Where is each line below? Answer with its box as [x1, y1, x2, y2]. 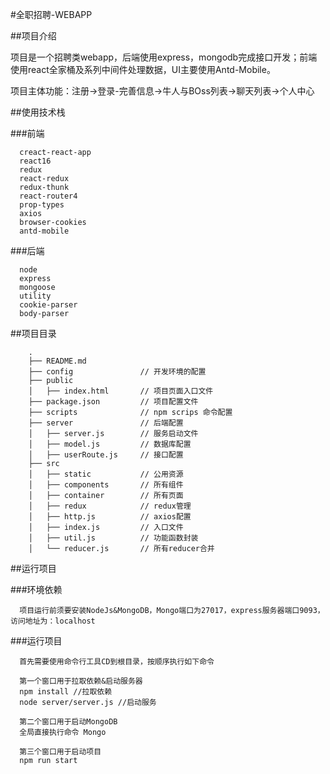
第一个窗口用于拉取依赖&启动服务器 [19, 676, 143, 686]
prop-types [19, 200, 65, 210]
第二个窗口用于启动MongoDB [19, 717, 118, 727]
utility [19, 291, 52, 301]
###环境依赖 [10, 584, 63, 595]
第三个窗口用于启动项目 [19, 747, 102, 757]
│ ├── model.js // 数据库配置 [28, 439, 192, 449]
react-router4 [19, 191, 78, 201]
